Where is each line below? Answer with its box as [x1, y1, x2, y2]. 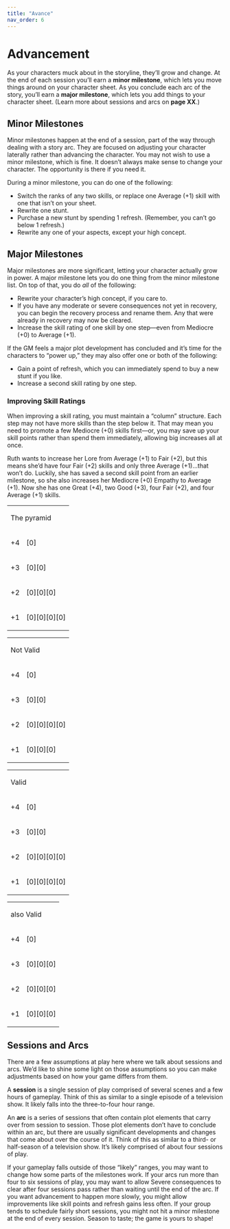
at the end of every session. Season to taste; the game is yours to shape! [7, 1215, 214, 1223]
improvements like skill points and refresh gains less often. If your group [7, 1199, 211, 1208]
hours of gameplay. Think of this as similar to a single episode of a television [7, 1093, 223, 1101]
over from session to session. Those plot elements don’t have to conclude [7, 1121, 216, 1129]
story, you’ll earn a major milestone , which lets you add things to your [7, 91, 206, 99]
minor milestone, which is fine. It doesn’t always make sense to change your [7, 158, 223, 166]
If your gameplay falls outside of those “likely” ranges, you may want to [7, 1163, 209, 1171]
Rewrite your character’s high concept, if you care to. [16, 295, 168, 303]
